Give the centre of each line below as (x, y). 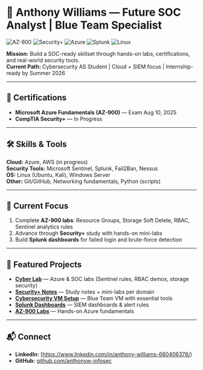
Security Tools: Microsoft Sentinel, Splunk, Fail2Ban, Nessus (82, 168)
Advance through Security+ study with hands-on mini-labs (89, 233)
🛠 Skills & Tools (37, 144)
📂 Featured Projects (44, 264)
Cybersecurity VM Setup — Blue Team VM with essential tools (94, 299)
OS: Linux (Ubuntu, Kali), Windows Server (58, 174)
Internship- (179, 67)
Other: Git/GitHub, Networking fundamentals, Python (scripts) (84, 181)
